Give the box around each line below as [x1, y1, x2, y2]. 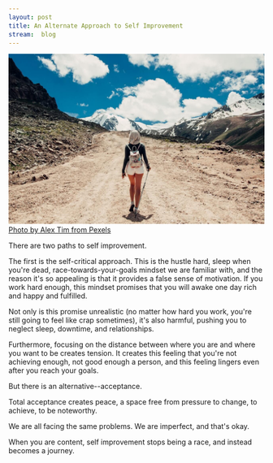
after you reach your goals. [8, 366, 99, 375]
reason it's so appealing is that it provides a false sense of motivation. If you [8, 274, 263, 283]
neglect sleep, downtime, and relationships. [8, 324, 154, 334]
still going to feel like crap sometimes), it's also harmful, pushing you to [8, 315, 247, 325]
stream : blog [8, 30, 57, 38]
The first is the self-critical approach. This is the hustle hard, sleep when [8, 257, 252, 266]
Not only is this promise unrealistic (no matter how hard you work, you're [8, 307, 253, 317]
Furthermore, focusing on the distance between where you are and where [8, 340, 256, 349]
